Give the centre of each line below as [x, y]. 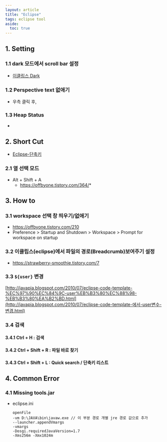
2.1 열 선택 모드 [22, 168]
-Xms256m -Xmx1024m [33, 435]
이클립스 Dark [26, 75]
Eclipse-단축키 [27, 154]
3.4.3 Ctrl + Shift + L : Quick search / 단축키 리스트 [57, 362]
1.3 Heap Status [25, 115]
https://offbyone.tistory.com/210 [46, 227]
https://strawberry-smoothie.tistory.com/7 [56, 262]
